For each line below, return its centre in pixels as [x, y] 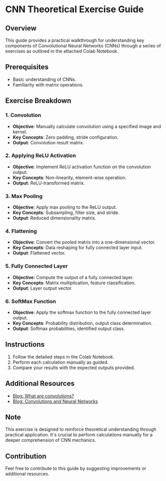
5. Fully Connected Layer [37, 266]
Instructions [25, 344]
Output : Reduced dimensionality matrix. [54, 218]
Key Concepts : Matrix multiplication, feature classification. [74, 283]
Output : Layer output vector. [42, 288]
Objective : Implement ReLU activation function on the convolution [82, 167]
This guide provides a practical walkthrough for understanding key [75, 40]
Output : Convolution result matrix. [48, 142]
